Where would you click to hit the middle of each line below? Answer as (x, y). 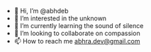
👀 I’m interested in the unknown (60, 18)
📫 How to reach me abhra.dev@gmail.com (77, 41)
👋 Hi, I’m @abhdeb (41, 11)
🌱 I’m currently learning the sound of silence (79, 26)
